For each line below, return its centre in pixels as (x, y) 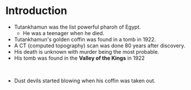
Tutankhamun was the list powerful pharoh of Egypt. (78, 27)
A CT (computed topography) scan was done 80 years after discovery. (100, 46)
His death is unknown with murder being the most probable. (86, 51)
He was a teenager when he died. (63, 33)
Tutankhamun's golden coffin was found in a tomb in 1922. (85, 39)
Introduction (36, 11)
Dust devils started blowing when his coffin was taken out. (85, 81)
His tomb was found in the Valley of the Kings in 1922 (79, 58)
